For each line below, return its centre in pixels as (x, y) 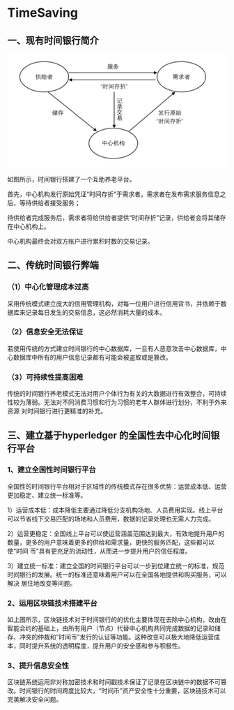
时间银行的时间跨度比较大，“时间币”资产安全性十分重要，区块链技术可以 (123, 691)
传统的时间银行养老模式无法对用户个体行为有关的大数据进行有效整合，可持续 (117, 394)
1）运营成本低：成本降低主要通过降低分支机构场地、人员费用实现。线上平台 (115, 510)
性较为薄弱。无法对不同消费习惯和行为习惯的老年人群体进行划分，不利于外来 (117, 402)
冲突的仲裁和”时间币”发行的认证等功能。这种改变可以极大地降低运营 (117, 637)
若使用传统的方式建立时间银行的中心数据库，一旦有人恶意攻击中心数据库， (114, 348)
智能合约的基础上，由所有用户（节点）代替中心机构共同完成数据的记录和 (111, 628)
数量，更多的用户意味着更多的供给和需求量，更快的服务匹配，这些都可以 (111, 542)
